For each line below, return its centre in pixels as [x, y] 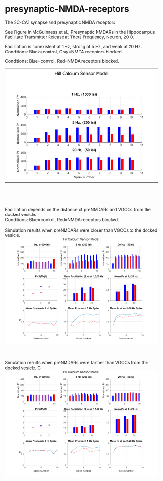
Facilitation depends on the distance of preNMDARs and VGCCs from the [78, 209]
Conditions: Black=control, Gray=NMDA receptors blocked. [64, 52]
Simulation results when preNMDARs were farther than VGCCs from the [76, 362]
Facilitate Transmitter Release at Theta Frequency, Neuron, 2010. [70, 37]
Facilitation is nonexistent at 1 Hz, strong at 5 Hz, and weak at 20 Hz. [73, 46]
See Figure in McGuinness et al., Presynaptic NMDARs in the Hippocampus [80, 32]
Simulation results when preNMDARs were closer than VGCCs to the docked [81, 230]
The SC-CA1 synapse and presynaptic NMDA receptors [60, 22]
